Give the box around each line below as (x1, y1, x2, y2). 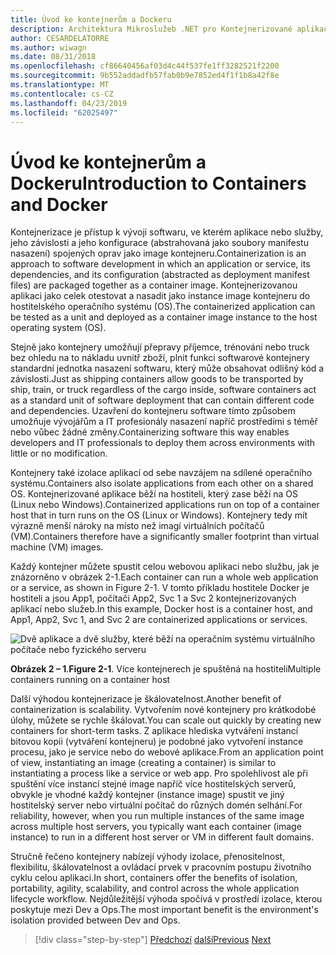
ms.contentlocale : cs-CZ (10, 89, 114, 99)
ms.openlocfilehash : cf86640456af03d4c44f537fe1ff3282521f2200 (10, 61, 280, 71)
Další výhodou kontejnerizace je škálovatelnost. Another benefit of (10, 693, 282, 705)
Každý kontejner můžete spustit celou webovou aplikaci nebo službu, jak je (10, 561, 320, 573)
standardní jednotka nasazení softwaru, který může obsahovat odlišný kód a (10, 362, 325, 375)
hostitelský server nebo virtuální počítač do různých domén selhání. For (10, 799, 303, 811)
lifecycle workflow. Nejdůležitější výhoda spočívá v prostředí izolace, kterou (10, 893, 323, 905)
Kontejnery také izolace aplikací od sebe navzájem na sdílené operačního (10, 467, 313, 479)
